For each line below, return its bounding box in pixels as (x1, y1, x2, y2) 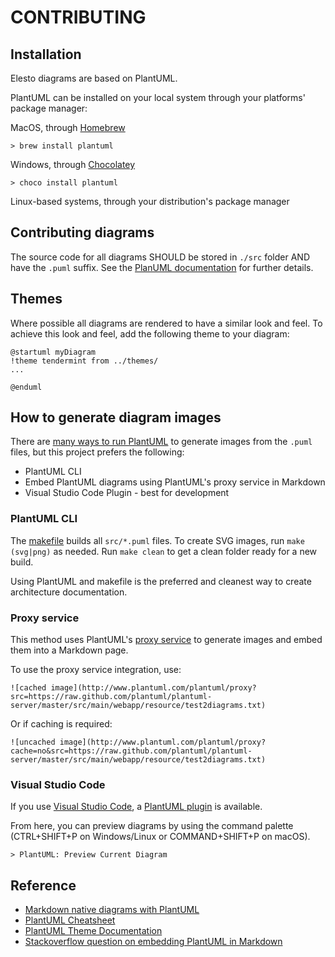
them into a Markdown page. (10, 644, 129, 656)
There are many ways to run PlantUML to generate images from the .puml (10, 436, 313, 448)
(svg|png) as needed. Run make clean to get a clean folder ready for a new (10, 545, 318, 557)
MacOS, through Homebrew (10, 122, 126, 133)
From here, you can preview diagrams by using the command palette (10, 820, 294, 832)
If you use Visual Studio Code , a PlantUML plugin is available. (10, 801, 263, 813)
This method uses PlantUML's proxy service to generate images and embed (10, 634, 323, 646)
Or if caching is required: (10, 718, 113, 730)
